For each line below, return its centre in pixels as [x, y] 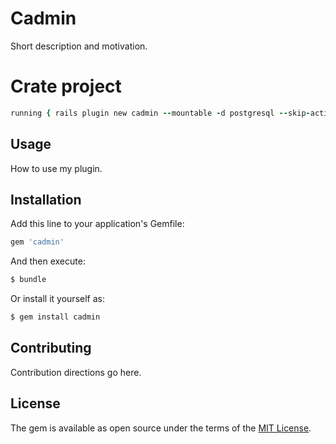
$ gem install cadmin [55, 317]
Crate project [66, 86]
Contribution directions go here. [76, 372]
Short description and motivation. [79, 46]
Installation [46, 199]
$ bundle [28, 280]
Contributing [51, 348]
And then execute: [48, 261]
